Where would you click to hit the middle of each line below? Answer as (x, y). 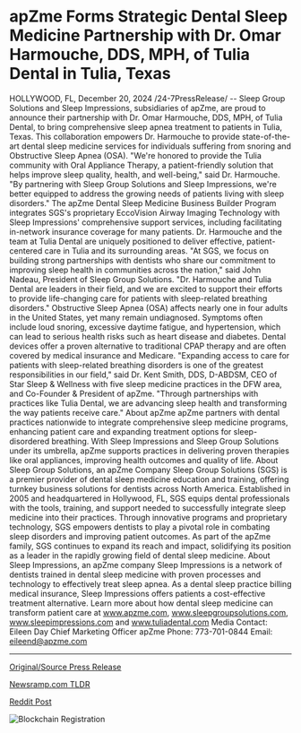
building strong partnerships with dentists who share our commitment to (142, 260)
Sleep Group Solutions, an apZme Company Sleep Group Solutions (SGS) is (149, 470)
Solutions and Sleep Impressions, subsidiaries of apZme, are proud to (138, 108)
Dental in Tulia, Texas (90, 74)
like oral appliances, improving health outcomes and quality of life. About (144, 460)
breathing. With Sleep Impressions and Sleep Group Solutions (165, 441)
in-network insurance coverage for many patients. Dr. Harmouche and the (146, 231)
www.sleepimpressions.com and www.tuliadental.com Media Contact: (138, 622)
